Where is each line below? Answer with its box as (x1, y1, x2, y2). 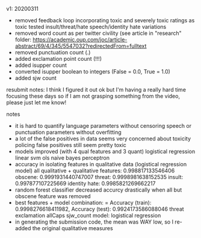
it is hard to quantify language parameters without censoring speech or (14, 122, 191, 129)
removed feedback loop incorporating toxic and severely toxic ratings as (14, 17, 195, 23)
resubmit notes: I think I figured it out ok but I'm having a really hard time (6, 86, 187, 93)
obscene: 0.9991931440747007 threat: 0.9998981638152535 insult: (14, 174, 184, 180)
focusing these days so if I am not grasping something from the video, (6, 93, 181, 99)
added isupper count (14, 61, 67, 69)
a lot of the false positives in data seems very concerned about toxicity (14, 135, 191, 142)
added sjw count (14, 75, 57, 81)
